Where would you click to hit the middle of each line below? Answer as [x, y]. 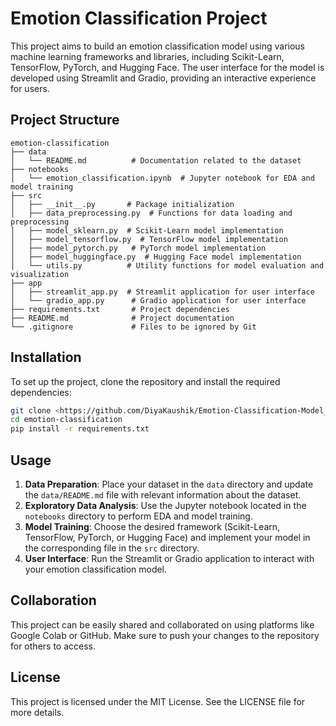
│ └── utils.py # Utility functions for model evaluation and [167, 265]
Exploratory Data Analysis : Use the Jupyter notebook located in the [165, 505]
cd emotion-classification [66, 420]
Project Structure [65, 120]
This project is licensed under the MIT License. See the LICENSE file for [158, 701]
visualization [40, 274]
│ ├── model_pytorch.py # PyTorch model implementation [138, 248]
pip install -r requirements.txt [80, 429]
